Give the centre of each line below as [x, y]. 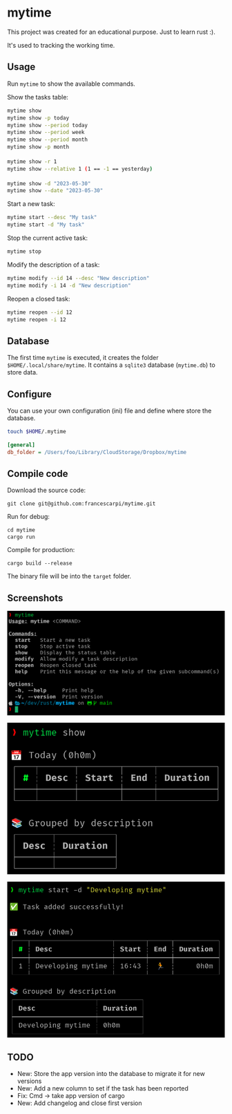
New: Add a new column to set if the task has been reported [103, 1088]
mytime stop [24, 252]
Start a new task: [31, 204]
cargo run [21, 537]
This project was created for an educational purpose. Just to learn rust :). [112, 32]
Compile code [38, 474]
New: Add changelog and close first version [80, 1103]
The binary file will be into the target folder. [69, 576]
